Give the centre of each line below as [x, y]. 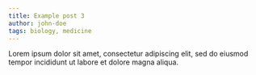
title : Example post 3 [46, 16]
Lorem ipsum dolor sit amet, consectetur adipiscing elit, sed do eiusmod [128, 54]
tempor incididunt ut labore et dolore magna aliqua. [94, 62]
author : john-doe [38, 23]
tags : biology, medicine [50, 31]
